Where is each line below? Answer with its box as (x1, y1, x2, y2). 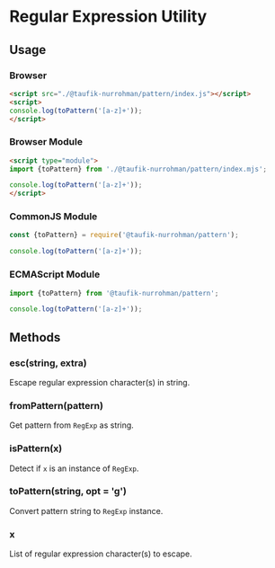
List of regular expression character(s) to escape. (9, 548, 193, 559)
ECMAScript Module (9, 268, 101, 280)
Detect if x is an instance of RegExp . (9, 463, 139, 474)
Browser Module (9, 136, 84, 148)
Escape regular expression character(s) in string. (9, 377, 191, 387)
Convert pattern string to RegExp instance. (9, 505, 164, 516)
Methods (9, 330, 61, 345)
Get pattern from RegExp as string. (9, 420, 135, 430)
